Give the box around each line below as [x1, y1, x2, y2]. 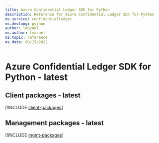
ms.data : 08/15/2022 [5, 40, 48, 45]
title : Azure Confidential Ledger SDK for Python [5, 7, 110, 12]
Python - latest [5, 71, 68, 82]
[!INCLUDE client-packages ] [5, 104, 63, 110]
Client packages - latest [5, 91, 81, 100]
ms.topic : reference [5, 35, 48, 40]
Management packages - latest [5, 119, 104, 127]
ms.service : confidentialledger [5, 16, 72, 21]
